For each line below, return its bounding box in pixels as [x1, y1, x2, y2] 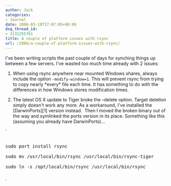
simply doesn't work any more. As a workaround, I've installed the [12, 102, 153, 108]
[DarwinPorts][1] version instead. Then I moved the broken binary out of [12, 107, 166, 113]
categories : [5, 12, 31, 17]
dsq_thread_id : [5, 27, 38, 32]
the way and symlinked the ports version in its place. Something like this [12, 113, 165, 119]
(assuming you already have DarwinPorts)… [12, 118, 105, 125]
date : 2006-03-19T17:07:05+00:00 [5, 22, 77, 27]
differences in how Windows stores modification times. [12, 87, 129, 93]
